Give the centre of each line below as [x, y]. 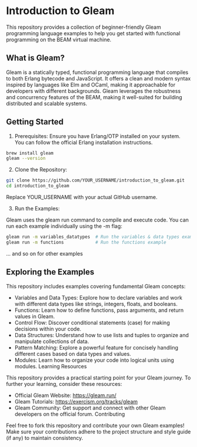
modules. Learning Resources [50, 366]
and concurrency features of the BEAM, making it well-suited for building [94, 97]
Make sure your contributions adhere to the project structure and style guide [98, 431]
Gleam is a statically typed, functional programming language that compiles [97, 72]
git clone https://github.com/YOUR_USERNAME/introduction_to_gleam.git [95, 180]
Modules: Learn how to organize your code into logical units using [94, 360]
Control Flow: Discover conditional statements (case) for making [92, 322]
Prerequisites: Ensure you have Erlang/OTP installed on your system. [97, 136]
